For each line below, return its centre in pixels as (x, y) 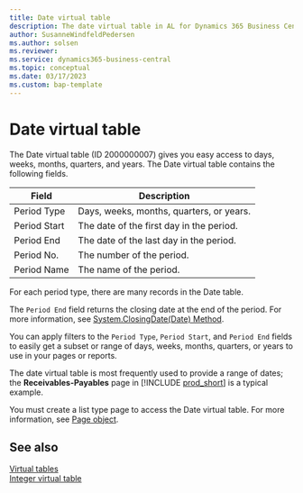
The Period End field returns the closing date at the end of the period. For (146, 309)
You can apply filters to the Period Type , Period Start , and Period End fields (151, 336)
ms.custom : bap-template (56, 85)
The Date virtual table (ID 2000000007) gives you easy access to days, (142, 154)
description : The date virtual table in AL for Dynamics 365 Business (145, 26)
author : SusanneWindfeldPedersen (72, 34)
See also (34, 447)
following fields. (39, 173)
